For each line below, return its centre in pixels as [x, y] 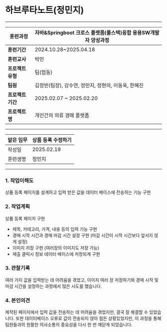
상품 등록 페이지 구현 [25, 218]
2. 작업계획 [18, 207]
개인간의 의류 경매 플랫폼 [62, 115]
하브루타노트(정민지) [44, 10]
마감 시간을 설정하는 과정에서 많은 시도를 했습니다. [54, 286]
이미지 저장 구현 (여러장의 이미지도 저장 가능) [56, 248]
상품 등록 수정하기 [52, 140]
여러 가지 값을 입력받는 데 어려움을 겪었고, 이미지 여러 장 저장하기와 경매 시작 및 [82, 280]
